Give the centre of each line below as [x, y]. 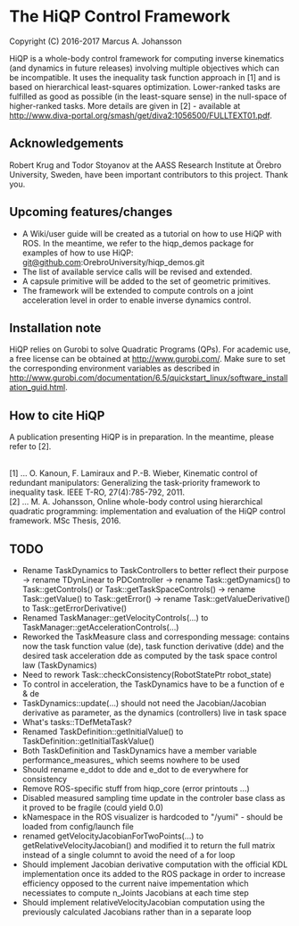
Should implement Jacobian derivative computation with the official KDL [155, 864]
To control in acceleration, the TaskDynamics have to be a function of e [153, 684]
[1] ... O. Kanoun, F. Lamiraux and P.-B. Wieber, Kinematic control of [133, 473]
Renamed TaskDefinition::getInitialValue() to [103, 731]
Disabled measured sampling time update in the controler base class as [154, 798]
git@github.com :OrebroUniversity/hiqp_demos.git [113, 262]
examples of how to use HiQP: [78, 253]
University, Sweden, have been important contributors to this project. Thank [149, 174]
